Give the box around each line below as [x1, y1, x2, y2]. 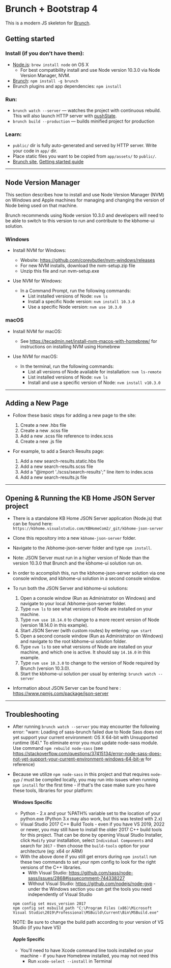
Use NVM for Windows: [12, 278, 62, 284]
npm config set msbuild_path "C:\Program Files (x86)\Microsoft [12, 906, 152, 911]
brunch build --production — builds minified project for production [12, 118, 155, 124]
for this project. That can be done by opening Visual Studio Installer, [20, 832, 163, 838]
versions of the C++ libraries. [20, 864, 82, 870]
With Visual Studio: [27, 870, 68, 876]
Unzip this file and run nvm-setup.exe [20, 268, 99, 274]
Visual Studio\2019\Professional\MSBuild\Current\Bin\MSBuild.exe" [12, 910, 159, 916]
